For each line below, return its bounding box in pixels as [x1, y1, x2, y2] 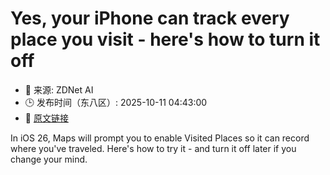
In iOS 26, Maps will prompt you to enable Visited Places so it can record [10, 132, 310, 144]
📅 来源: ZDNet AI [24, 83, 94, 96]
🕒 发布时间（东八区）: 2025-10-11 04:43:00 [24, 96, 208, 108]
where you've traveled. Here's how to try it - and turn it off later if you [10, 142, 297, 154]
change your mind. [10, 153, 88, 165]
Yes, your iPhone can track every [10, 7, 290, 30]
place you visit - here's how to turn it [10, 28, 321, 51]
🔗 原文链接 [24, 112, 69, 124]
